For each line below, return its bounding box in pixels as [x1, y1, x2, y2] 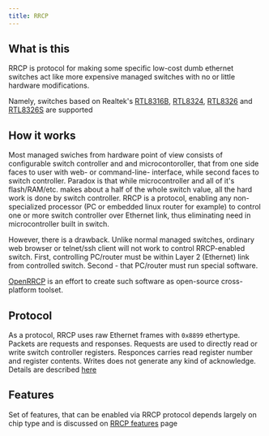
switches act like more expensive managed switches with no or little [8, 72, 236, 82]
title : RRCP [8, 11, 49, 20]
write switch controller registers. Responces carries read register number [8, 348, 254, 357]
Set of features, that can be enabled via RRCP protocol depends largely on [8, 409, 257, 419]
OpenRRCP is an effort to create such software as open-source [8, 277, 220, 287]
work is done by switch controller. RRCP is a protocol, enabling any [8, 193, 233, 203]
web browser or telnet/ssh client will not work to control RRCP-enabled [8, 244, 246, 253]
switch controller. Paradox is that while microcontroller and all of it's [8, 176, 235, 186]
